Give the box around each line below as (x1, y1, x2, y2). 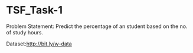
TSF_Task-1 (6, 3, 63, 17)
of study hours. (6, 29, 43, 36)
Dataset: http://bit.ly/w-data (6, 40, 72, 47)
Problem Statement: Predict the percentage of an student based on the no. (6, 23, 188, 30)
